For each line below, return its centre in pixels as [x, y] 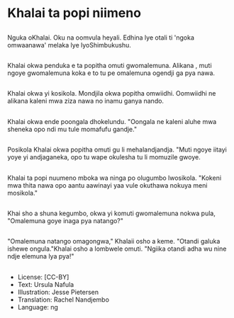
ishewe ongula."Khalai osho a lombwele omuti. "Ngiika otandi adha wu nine [117, 249]
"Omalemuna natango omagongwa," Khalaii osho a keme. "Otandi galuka [114, 242]
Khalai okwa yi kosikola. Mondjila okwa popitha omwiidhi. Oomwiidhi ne [112, 93]
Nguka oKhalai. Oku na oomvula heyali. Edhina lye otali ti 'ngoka [101, 38]
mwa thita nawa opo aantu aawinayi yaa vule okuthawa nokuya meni [107, 185]
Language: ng [38, 307]
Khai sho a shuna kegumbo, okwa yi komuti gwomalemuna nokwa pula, [112, 213]
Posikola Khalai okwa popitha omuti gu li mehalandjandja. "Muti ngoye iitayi [117, 149]
